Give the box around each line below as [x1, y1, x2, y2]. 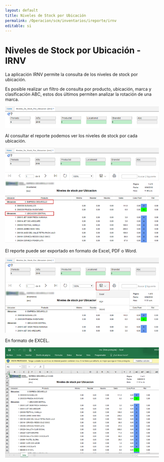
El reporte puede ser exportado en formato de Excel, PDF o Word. [5, 248, 138, 254]
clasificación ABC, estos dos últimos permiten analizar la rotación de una [5, 91, 152, 97]
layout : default [5, 8, 38, 13]
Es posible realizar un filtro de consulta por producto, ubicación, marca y [5, 86, 152, 92]
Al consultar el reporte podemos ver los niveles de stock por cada [5, 133, 138, 139]
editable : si [5, 23, 32, 28]
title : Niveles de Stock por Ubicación [5, 13, 86, 18]
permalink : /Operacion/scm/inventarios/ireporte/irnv [5, 18, 117, 23]
